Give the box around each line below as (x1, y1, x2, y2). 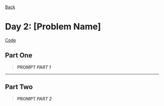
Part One (5, 51, 33, 60)
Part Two (5, 83, 33, 91)
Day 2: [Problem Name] (5, 21, 101, 32)
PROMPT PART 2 (17, 96, 52, 102)
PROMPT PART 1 (17, 64, 51, 70)
